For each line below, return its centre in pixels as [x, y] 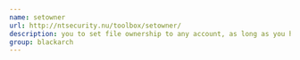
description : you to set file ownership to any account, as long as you [147, 34]
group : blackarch [42, 42]
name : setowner [37, 17]
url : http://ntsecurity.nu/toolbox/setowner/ [95, 26]
